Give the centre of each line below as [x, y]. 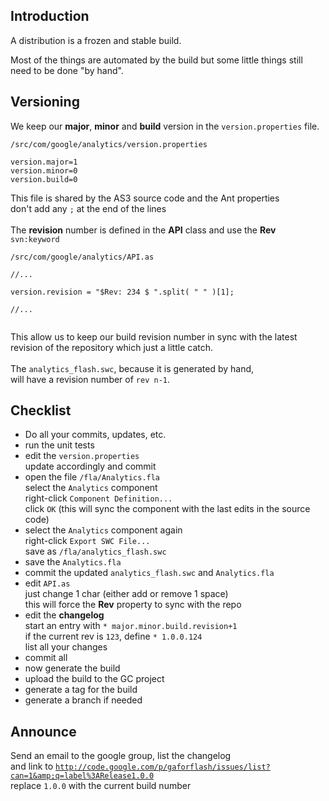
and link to [32, 766]
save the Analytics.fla [73, 562]
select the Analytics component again [103, 530]
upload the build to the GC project [94, 679]
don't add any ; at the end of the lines [88, 208]
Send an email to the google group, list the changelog [121, 756]
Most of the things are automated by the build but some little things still [156, 60]
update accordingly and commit [90, 466]
